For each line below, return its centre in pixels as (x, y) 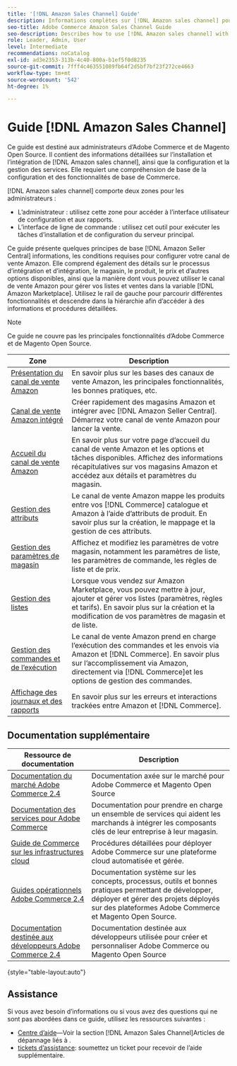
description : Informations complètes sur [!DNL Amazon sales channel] (113, 21)
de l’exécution (34, 667)
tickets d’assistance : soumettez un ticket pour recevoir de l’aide (110, 1048)
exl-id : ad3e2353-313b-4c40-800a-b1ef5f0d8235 (77, 60)
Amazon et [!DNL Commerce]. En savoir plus (146, 654)
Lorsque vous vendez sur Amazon (128, 581)
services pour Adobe (45, 818)
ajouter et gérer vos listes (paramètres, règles (147, 599)
